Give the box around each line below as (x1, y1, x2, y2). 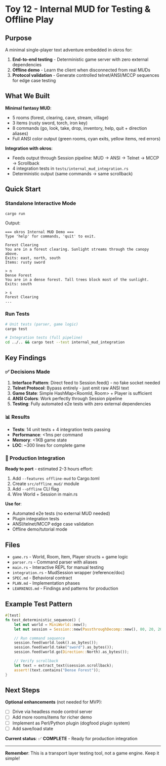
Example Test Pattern (5, 600, 73, 608)
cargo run (5, 211, 26, 216)
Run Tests (5, 311, 30, 318)
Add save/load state (12, 725, 53, 731)
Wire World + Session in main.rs (12, 492, 78, 497)
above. (5, 251, 19, 256)
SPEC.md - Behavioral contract (12, 575, 73, 581)
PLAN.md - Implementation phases (12, 580, 80, 586)
